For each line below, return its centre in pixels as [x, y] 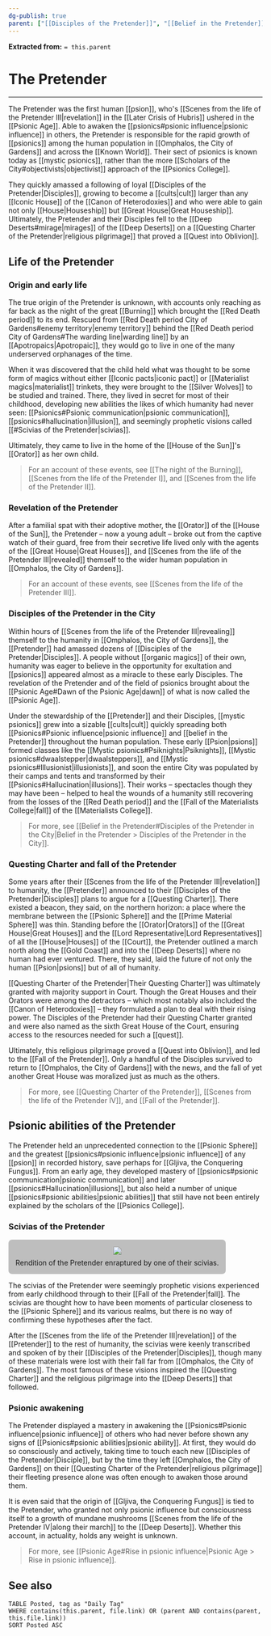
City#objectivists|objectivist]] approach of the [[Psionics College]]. [119, 169]
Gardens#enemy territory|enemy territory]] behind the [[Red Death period [131, 328]
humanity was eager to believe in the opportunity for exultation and [120, 666]
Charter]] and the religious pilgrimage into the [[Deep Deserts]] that [121, 1379]
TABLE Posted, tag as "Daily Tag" [67, 1604]
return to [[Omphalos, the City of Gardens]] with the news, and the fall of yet [135, 1067]
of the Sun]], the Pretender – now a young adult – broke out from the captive [135, 534]
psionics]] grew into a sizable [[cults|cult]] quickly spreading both [118, 724]
